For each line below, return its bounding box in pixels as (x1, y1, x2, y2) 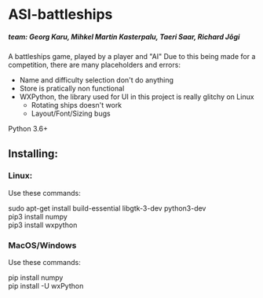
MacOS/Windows (8, 240, 77, 251)
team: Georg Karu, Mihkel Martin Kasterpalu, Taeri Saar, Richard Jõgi (8, 31, 240, 41)
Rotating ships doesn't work (31, 101, 122, 110)
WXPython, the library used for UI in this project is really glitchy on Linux (19, 92, 254, 101)
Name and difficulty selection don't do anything (19, 75, 174, 85)
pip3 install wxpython (8, 220, 78, 230)
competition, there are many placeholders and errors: (8, 61, 181, 70)
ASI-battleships (8, 6, 113, 24)
